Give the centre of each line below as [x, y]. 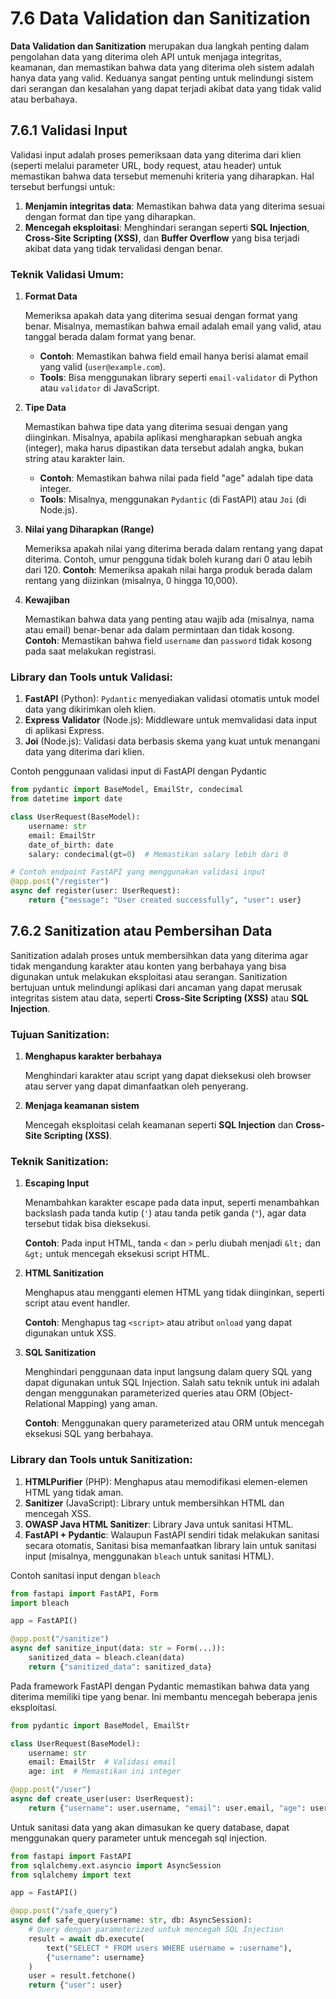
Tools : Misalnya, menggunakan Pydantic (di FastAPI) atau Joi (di [173, 499]
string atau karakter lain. [75, 459]
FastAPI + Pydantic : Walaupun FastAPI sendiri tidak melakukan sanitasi [172, 1534]
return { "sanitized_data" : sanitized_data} [120, 1667]
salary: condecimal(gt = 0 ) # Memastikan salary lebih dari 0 [158, 854]
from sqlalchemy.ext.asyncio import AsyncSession [116, 1865]
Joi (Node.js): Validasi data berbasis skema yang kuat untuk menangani [172, 741]
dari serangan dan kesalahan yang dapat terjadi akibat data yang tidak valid [166, 88]
